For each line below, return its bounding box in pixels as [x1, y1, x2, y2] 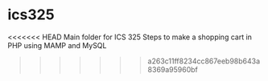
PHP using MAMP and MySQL [7, 40, 107, 50]
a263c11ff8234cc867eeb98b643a [147, 56, 261, 66]
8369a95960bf [147, 64, 199, 74]
